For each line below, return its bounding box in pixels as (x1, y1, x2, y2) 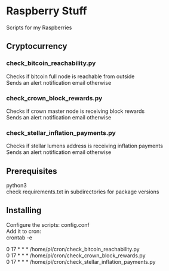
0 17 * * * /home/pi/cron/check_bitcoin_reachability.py (6, 245, 140, 252)
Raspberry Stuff (6, 4, 88, 18)
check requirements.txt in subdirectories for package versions (6, 188, 159, 195)
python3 (6, 182, 27, 189)
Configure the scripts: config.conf (6, 221, 90, 228)
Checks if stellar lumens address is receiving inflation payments (6, 142, 163, 150)
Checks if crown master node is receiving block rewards (6, 107, 145, 115)
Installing (6, 205, 42, 215)
